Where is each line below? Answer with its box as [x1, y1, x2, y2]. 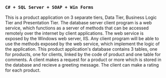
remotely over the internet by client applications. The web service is [5, 30, 144, 36]
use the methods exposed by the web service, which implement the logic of [5, 41, 160, 47]
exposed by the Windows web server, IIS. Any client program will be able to [5, 36, 160, 42]
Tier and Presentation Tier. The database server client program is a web [5, 20, 152, 26]
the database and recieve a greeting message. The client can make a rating [5, 62, 159, 68]
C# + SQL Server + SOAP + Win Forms [5, 4, 94, 10]
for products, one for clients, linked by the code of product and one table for [5, 52, 161, 58]
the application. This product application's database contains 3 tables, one [5, 46, 158, 52]
